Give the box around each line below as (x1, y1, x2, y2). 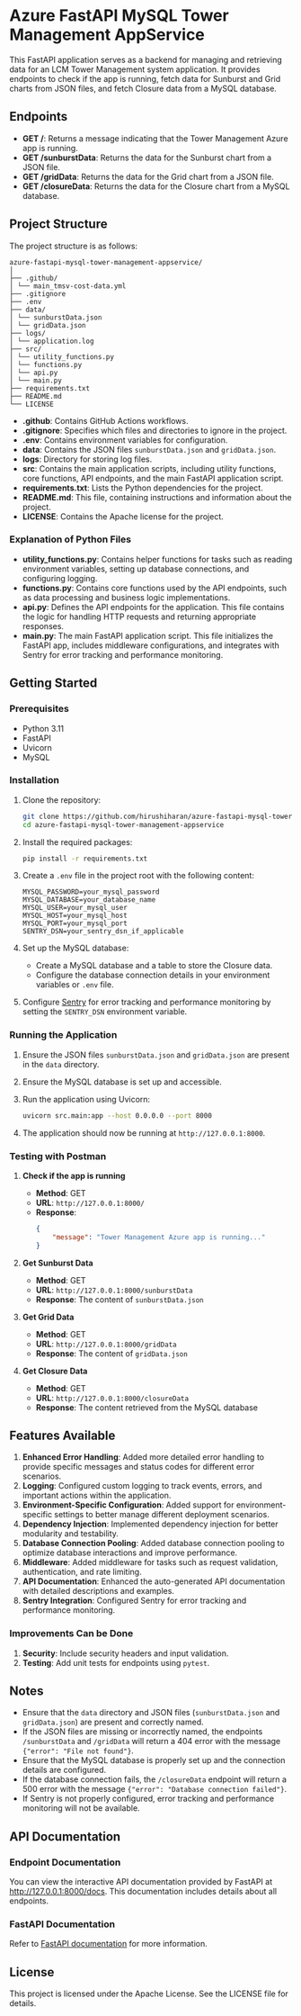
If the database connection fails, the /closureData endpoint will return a (22, 1774, 288, 1785)
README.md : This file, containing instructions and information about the (22, 491, 292, 502)
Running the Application (9, 1029, 118, 1041)
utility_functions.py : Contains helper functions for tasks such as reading (22, 553, 293, 564)
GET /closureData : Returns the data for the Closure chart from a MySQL (22, 181, 290, 192)
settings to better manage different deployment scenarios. (53, 1509, 270, 1520)
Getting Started (9, 676, 98, 691)
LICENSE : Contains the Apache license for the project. (22, 510, 224, 522)
